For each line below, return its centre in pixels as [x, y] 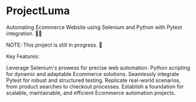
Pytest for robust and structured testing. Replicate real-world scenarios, [94, 80]
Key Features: [23, 56]
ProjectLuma [38, 11]
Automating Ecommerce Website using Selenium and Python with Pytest [94, 27]
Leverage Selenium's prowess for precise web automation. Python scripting [98, 68]
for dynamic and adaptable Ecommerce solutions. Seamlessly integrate [93, 74]
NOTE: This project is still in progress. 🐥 [54, 45]
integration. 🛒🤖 [24, 33]
